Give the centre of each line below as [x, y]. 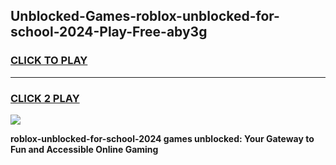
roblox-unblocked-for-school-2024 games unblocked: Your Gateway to [162, 138]
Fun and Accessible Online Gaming [84, 149]
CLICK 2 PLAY [45, 98]
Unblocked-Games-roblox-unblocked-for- [145, 16]
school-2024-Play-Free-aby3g [109, 32]
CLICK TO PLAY [49, 61]
